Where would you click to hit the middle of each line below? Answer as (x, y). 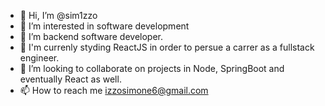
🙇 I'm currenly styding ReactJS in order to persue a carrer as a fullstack (167, 47)
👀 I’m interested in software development (104, 26)
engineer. (39, 58)
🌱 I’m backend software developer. (91, 36)
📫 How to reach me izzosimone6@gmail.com (114, 90)
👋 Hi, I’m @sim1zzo (58, 15)
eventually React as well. (70, 79)
